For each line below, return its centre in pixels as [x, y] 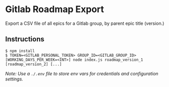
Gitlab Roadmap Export [55, 9]
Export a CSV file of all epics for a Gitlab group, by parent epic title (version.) [85, 23]
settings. [14, 79]
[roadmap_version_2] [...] [34, 64]
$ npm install [20, 51]
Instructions [25, 39]
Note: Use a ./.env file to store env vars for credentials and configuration [82, 73]
